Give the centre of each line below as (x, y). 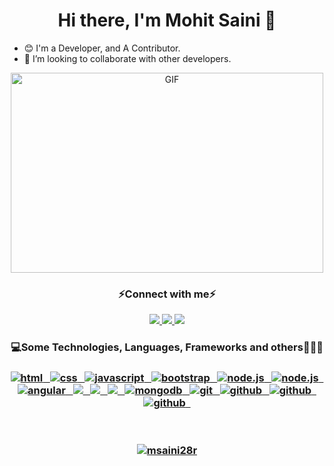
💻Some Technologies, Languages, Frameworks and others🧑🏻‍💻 (167, 347)
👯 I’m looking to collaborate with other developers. (127, 58)
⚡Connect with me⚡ (167, 294)
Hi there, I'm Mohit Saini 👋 (167, 20)
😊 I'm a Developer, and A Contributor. (102, 48)
